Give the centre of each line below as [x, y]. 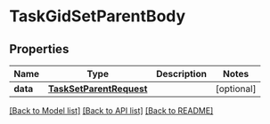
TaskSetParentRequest [98, 89]
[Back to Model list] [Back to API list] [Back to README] [111, 111]
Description [181, 74]
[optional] [236, 89]
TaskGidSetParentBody [98, 16]
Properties [39, 49]
